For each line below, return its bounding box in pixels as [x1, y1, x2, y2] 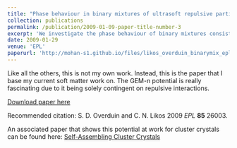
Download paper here [7, 97, 71, 106]
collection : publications [7, 17, 83, 24]
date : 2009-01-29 [7, 37, 59, 44]
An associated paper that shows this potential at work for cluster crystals [7, 125, 220, 133]
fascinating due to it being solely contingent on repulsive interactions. [7, 84, 210, 92]
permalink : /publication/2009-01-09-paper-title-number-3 [7, 23, 181, 30]
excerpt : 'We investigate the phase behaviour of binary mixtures [7, 30, 207, 37]
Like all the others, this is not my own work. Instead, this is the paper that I [7, 68, 223, 78]
